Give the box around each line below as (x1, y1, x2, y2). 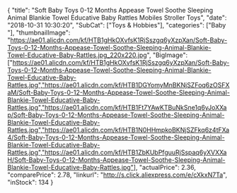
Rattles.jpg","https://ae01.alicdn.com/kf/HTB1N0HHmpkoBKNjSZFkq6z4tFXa (7, 126, 230, 134)
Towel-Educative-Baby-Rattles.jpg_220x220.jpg (7, 51, 147, 59)
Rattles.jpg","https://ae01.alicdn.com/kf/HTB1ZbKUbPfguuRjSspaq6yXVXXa (7, 148, 227, 156)
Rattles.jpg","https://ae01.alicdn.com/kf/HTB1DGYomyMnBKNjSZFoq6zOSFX (7, 81, 230, 89)
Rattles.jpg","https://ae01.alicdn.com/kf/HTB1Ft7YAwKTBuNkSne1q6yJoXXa (7, 104, 227, 111)
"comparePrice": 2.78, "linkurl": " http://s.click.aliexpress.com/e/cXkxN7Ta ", (7, 170, 228, 179)
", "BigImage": (146, 51, 188, 59)
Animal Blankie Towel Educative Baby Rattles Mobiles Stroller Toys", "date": (7, 13, 227, 22)
